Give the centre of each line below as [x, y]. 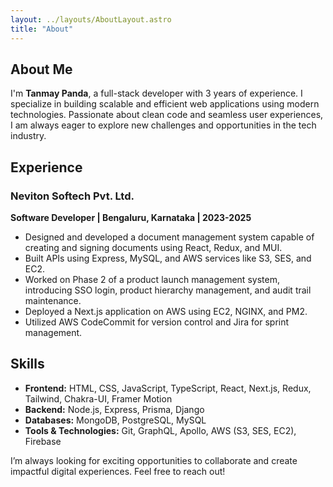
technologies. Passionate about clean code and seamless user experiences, [167, 115]
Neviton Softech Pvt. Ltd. [72, 196]
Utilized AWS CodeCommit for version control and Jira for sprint [157, 322]
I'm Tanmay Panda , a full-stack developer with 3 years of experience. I [156, 93]
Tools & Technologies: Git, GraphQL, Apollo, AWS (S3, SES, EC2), [160, 430]
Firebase [43, 441]
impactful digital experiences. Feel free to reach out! [118, 471]
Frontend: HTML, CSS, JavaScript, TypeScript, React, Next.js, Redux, [168, 388]
